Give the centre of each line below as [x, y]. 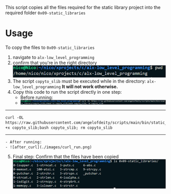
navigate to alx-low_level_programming [53, 57]
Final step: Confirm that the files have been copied [66, 156]
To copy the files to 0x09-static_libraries [50, 47]
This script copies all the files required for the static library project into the [83, 7]
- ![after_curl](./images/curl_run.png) [49, 147]
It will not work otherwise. [90, 87]
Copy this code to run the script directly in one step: [67, 92]
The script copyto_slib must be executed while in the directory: [79, 81]
